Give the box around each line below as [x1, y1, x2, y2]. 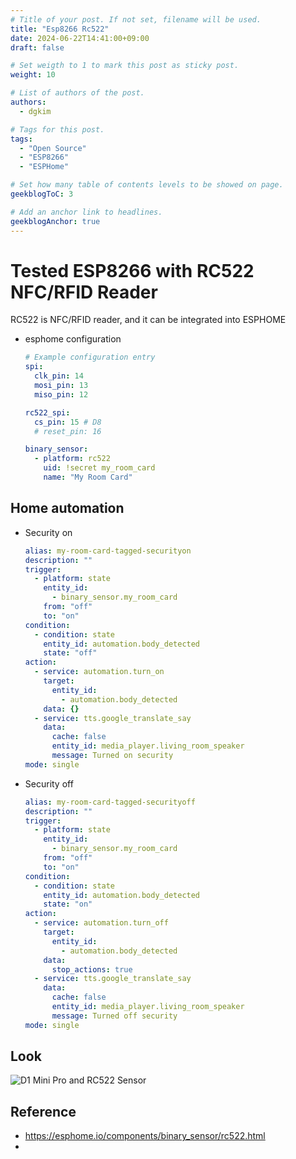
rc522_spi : [24, 407, 71, 418]
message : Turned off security [51, 1011, 178, 1021]
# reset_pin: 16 [34, 426, 102, 436]
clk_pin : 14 [34, 371, 84, 381]
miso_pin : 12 [34, 389, 89, 400]
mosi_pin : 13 [34, 381, 89, 391]
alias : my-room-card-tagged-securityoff [24, 797, 196, 807]
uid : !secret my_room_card [43, 463, 156, 473]
